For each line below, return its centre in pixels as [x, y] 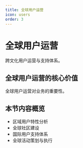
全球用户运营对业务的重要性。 [36, 91]
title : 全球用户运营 [24, 10]
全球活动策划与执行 [32, 140]
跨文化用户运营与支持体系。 [34, 60]
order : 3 [14, 19]
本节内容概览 [25, 108]
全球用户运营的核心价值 [41, 78]
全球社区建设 [26, 128]
